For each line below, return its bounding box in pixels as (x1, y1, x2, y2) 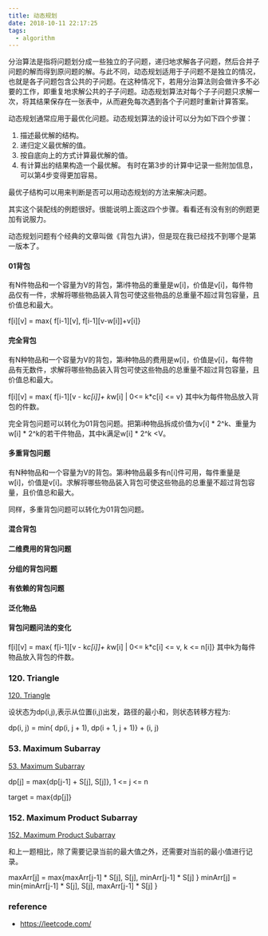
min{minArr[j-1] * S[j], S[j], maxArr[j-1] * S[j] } (8, 881, 158, 891)
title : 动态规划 (8, 11, 57, 20)
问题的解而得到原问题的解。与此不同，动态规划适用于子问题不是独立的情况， (8, 67, 260, 77)
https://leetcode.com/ (19, 919, 92, 929)
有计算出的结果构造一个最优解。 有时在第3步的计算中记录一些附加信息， (19, 160, 258, 170)
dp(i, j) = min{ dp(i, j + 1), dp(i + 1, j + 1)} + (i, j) (8, 723, 160, 733)
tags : (8, 26, 26, 34)
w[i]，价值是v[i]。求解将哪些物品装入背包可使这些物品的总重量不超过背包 (8, 477, 249, 487)
